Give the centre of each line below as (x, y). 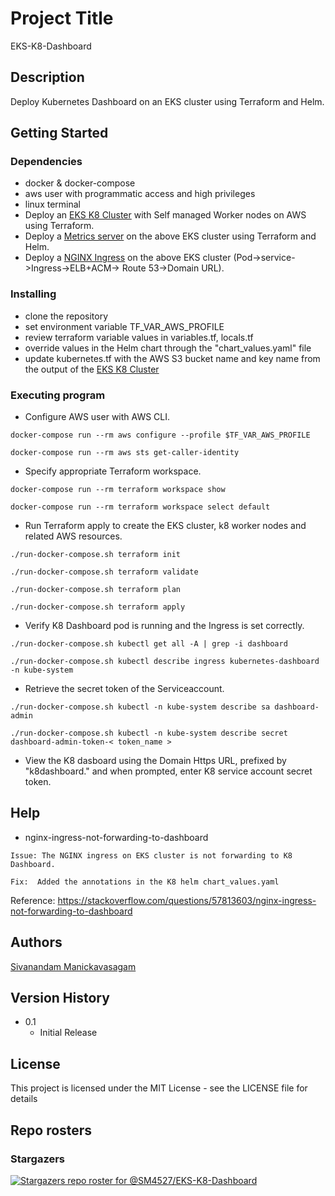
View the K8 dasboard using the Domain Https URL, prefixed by (155, 761)
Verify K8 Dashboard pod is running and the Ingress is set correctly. (164, 626)
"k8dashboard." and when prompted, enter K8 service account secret (168, 771)
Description (47, 77)
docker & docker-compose (80, 183)
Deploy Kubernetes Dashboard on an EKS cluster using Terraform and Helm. (167, 101)
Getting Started (59, 133)
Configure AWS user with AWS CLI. (97, 417)
